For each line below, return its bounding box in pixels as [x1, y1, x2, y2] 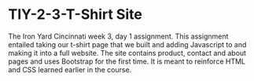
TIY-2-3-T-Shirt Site [8, 6, 143, 24]
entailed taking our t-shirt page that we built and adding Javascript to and [8, 39, 247, 49]
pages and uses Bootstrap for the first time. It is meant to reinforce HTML [8, 57, 246, 66]
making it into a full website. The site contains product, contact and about [8, 48, 246, 57]
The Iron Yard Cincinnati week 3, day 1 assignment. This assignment [8, 31, 229, 41]
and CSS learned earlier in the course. [8, 64, 132, 74]
